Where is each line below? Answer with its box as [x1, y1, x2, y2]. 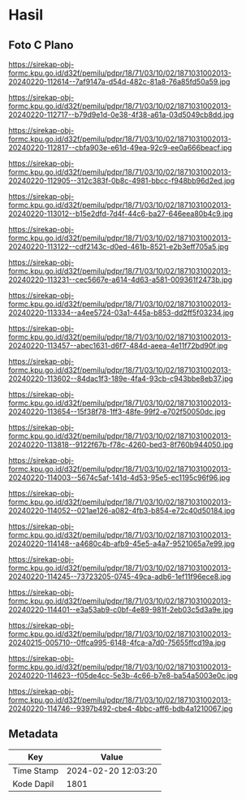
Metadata [8, 727, 58, 741]
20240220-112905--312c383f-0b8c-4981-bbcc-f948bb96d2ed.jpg [8, 176, 235, 185]
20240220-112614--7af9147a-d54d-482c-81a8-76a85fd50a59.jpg [8, 77, 231, 86]
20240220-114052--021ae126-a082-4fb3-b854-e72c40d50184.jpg [8, 506, 235, 515]
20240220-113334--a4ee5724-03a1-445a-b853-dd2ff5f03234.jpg [8, 308, 234, 318]
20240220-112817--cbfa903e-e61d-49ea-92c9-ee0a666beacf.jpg [8, 143, 233, 152]
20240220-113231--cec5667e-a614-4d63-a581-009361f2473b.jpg [8, 275, 233, 284]
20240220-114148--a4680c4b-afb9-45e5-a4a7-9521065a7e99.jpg [8, 538, 235, 548]
